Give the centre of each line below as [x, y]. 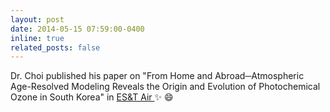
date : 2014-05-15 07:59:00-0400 [77, 29]
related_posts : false [55, 47]
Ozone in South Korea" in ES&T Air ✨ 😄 [92, 97]
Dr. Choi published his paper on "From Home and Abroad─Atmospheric [157, 76]
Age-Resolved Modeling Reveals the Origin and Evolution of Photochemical [165, 87]
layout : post [37, 19]
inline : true [37, 38]
